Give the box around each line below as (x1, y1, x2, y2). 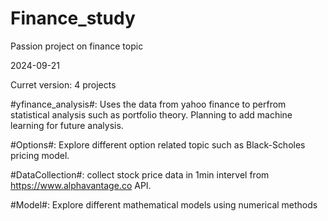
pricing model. (10, 149, 70, 161)
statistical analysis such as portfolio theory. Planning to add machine (10, 108, 293, 121)
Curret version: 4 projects (10, 78, 117, 91)
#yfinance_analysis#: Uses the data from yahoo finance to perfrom (10, 98, 287, 110)
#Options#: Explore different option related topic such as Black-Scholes (10, 138, 306, 151)
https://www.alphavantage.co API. (10, 179, 152, 191)
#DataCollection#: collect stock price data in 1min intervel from (10, 168, 270, 181)
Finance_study (10, 7, 136, 30)
